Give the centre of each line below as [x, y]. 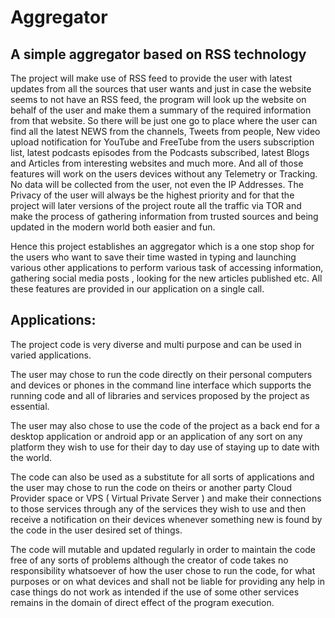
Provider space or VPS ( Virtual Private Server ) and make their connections [166, 498]
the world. [31, 457]
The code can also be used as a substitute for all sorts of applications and [162, 477]
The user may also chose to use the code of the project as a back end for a [165, 425]
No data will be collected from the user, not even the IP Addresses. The [157, 184]
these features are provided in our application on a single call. [137, 289]
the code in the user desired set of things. [96, 530]
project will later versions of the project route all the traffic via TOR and [156, 205]
